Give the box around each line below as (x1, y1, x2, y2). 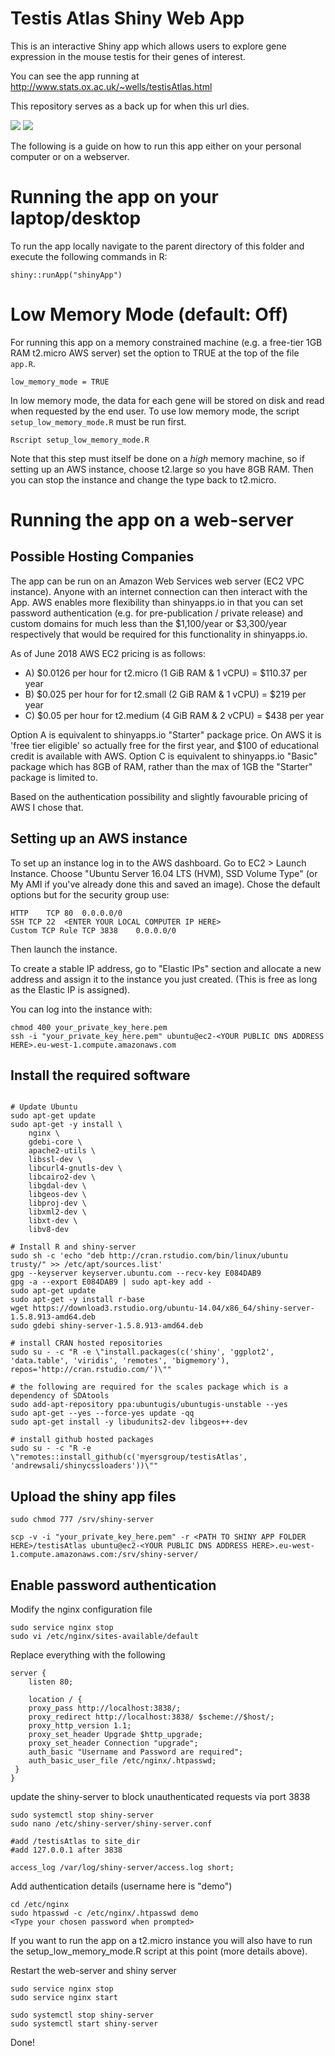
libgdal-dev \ (28, 1181, 87, 1191)
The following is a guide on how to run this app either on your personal (10, 140, 302, 152)
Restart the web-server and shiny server (10, 1965, 177, 1977)
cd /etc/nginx (10, 1900, 70, 1910)
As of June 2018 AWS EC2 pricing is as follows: (10, 647, 206, 659)
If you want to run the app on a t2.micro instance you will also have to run (10, 1935, 313, 1947)
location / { (28, 1695, 83, 1705)
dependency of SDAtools (10, 1391, 110, 1401)
